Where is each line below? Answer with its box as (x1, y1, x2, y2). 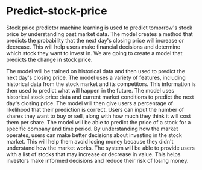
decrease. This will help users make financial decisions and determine (6, 43, 181, 50)
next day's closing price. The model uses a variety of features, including (6, 74, 186, 81)
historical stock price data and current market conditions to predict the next (6, 93, 194, 100)
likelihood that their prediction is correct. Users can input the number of (6, 106, 185, 113)
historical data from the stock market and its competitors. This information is (6, 80, 196, 88)
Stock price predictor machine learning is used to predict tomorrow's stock (6, 24, 193, 31)
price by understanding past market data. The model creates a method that (6, 30, 193, 37)
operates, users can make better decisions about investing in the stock (6, 131, 182, 139)
